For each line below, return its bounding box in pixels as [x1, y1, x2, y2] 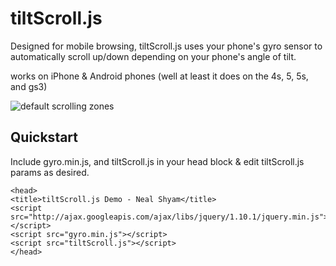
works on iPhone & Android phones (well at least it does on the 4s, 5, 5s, [10, 70, 309, 82]
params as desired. [10, 166, 90, 178]
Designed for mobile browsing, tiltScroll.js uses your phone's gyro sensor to [10, 40, 323, 52]
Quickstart [10, 129, 79, 146]
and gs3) [10, 80, 48, 92]
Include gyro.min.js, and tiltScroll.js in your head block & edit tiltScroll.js [10, 155, 305, 167]
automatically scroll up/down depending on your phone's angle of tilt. [10, 50, 297, 62]
